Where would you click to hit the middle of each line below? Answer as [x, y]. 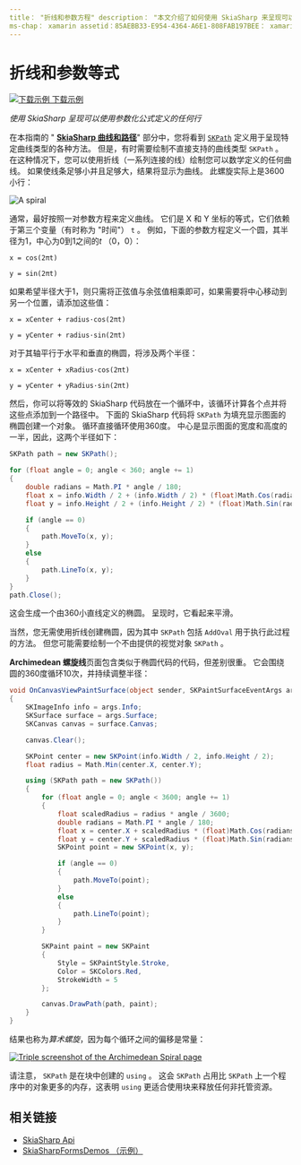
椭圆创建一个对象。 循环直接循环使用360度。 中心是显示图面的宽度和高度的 [149, 426]
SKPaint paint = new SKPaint [96, 946]
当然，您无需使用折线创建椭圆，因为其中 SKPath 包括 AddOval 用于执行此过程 [150, 632]
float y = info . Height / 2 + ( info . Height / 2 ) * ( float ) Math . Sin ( [154, 504]
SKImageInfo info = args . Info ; [84, 708]
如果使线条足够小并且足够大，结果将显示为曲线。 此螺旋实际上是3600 [155, 171]
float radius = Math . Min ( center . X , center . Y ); [114, 764]
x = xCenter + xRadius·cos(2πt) [69, 370]
